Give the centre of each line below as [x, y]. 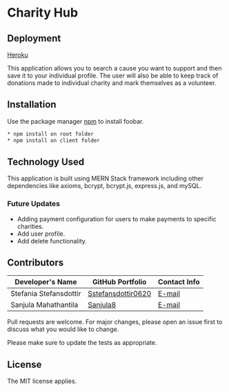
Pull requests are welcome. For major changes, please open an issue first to [115, 322]
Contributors [36, 263]
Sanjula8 [102, 305]
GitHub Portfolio [119, 282]
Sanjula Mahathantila [44, 305]
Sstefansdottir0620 [119, 294]
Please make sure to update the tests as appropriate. [82, 343]
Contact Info [179, 282]
